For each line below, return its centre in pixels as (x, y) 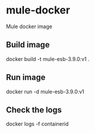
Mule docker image (29, 26)
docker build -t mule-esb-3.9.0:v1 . (48, 59)
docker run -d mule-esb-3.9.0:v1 (45, 91)
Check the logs (34, 110)
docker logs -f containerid (37, 124)
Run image (26, 78)
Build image (28, 45)
